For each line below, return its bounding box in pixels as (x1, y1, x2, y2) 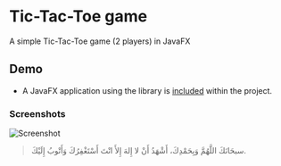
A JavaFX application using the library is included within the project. (21, 85, 273, 95)
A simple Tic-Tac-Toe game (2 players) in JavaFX (9, 36, 191, 46)
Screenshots (9, 107, 66, 120)
